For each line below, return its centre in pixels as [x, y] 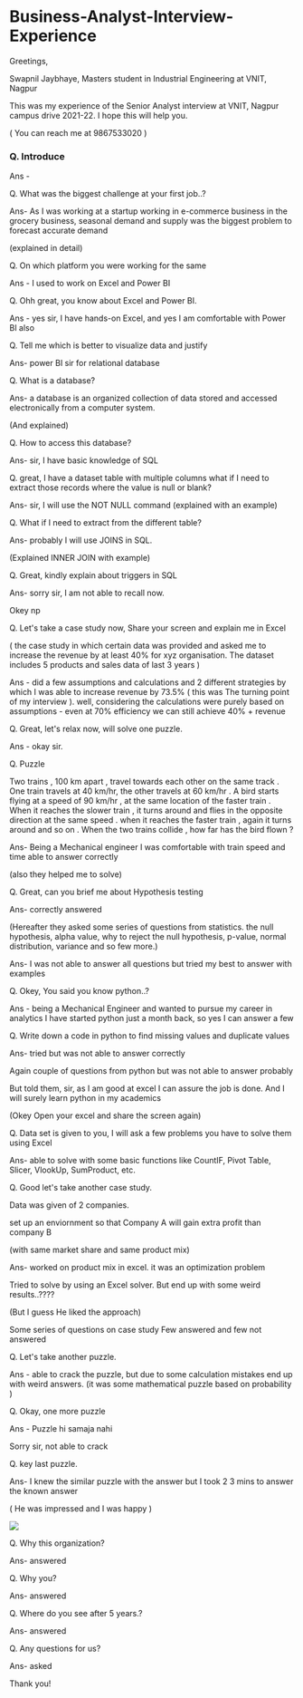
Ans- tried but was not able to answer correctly [97, 1054]
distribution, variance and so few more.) [84, 946]
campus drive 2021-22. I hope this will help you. [99, 115]
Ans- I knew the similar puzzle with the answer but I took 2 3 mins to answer [151, 1481]
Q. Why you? [33, 1578]
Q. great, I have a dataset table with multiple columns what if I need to [139, 478]
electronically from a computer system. [82, 408]
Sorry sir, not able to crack [59, 1446]
